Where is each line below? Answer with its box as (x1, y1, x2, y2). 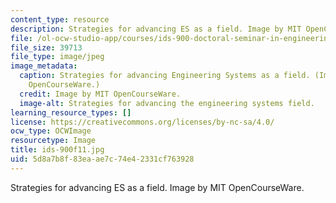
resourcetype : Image (10, 136, 97, 146)
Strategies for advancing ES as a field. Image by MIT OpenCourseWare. (10, 181, 305, 193)
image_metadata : (10, 61, 78, 71)
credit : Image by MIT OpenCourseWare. (19, 89, 182, 99)
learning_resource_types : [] (10, 107, 132, 118)
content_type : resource (10, 14, 110, 25)
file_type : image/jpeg (10, 52, 105, 62)
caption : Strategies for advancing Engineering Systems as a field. (19, 71, 311, 81)
